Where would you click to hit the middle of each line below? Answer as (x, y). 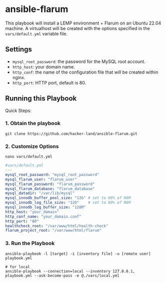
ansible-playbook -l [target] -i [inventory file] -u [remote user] (78, 253)
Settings (19, 49)
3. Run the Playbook (30, 243)
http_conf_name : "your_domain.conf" (43, 216)
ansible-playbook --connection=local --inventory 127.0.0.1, (70, 271)
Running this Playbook (41, 98)
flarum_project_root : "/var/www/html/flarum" (53, 230)
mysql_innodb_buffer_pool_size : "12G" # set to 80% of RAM (68, 198)
